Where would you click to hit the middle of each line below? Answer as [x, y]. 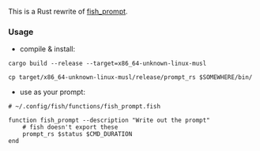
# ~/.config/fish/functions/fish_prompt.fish [84, 107]
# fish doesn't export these [70, 127]
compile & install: [47, 49]
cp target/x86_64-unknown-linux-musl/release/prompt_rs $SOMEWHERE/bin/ [130, 77]
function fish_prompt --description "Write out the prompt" [109, 121]
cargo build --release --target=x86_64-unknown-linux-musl [107, 64]
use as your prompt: [52, 92]
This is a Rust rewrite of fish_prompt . [68, 11]
